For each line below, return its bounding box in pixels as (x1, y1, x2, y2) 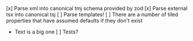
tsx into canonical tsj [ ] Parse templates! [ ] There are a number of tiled (6, 11, 178, 18)
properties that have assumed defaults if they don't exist (6, 17, 143, 24)
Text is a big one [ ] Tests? (14, 28, 79, 35)
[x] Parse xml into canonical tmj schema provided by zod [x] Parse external (6, 5, 188, 12)
